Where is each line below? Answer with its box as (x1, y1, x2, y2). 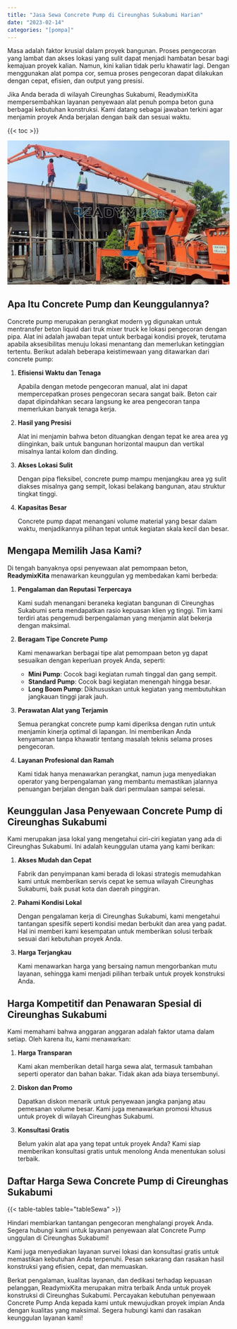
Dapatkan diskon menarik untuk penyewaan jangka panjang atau (17, 1097, 206, 1106)
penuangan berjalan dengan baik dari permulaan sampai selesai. (17, 785, 206, 793)
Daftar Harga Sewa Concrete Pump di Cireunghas (7, 1175, 229, 1187)
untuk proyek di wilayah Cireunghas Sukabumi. (17, 1112, 154, 1120)
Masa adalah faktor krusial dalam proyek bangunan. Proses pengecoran (7, 47, 217, 55)
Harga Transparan (17, 1048, 73, 1057)
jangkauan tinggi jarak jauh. (28, 692, 109, 701)
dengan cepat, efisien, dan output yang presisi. (7, 76, 145, 85)
